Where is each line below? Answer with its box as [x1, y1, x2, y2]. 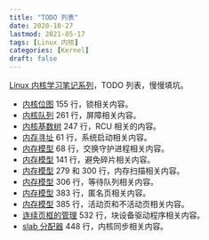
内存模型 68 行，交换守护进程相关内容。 [21, 143, 170, 154]
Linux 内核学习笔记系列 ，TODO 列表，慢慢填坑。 [9, 80, 189, 90]
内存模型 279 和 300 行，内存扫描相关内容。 [21, 165, 185, 176]
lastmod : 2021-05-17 [9, 29, 86, 38]
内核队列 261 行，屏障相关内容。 [21, 110, 141, 120]
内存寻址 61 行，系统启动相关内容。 [21, 132, 153, 142]
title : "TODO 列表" [9, 12, 79, 22]
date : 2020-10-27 [9, 21, 74, 30]
